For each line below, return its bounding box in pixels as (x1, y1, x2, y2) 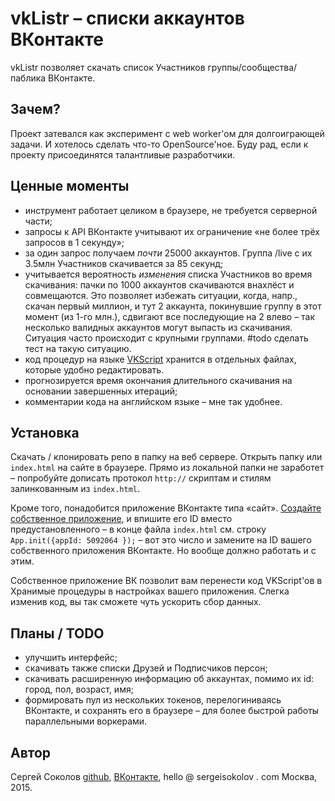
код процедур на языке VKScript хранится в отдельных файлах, (24, 353, 297, 365)
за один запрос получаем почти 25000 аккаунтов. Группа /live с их (24, 247, 313, 259)
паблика (10, 72, 47, 84)
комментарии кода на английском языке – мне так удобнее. (24, 395, 283, 407)
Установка (10, 424, 80, 441)
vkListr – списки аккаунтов (10, 7, 245, 30)
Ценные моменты (10, 178, 130, 195)
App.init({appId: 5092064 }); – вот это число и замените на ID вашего (10, 534, 312, 546)
